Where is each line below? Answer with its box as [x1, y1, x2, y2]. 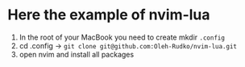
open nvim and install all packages [19, 49, 135, 59]
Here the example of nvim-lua [7, 6, 210, 24]
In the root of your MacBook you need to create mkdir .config [19, 32, 225, 42]
